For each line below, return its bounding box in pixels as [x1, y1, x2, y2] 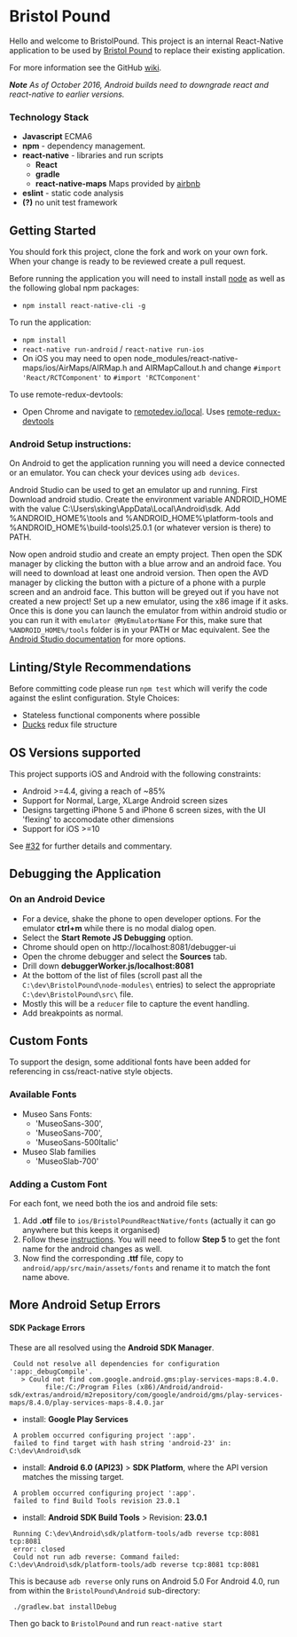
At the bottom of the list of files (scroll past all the [21, 969, 203, 980]
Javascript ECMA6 [21, 131, 93, 142]
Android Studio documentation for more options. [9, 634, 186, 645]
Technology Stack [9, 111, 90, 123]
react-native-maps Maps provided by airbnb [35, 178, 201, 189]
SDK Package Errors [9, 1323, 86, 1333]
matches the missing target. [21, 1471, 124, 1482]
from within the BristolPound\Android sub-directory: [9, 1585, 201, 1595]
